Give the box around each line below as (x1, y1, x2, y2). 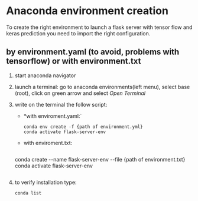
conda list (14, 190, 42, 196)
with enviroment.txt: (23, 139, 73, 146)
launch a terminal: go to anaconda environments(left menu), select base (14, 83, 190, 90)
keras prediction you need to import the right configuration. (6, 29, 151, 37)
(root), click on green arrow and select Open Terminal (14, 90, 146, 97)
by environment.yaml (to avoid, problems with (6, 47, 180, 57)
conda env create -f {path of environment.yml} (23, 124, 143, 130)
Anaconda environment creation (6, 4, 168, 18)
